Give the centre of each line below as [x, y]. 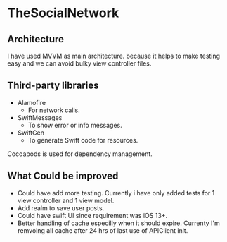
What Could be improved [63, 176]
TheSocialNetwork [63, 13]
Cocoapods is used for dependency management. [80, 154]
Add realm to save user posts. [61, 208]
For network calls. [54, 110]
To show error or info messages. [75, 125]
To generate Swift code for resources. [83, 140]
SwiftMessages [40, 117]
